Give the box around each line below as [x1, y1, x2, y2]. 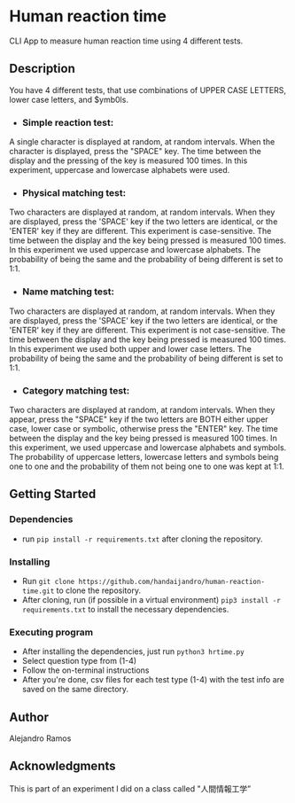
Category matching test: [21, 384, 130, 396]
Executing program [9, 626, 94, 638]
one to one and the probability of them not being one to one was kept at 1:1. [9, 461, 285, 472]
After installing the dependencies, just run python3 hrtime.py [21, 646, 245, 657]
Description [9, 61, 75, 76]
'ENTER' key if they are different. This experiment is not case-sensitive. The [9, 324, 286, 335]
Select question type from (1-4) [21, 656, 137, 667]
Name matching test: [21, 285, 115, 298]
